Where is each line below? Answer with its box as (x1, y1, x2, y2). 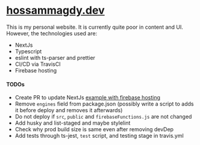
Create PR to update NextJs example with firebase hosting (14, 94, 161, 101)
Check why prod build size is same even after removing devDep (14, 126, 173, 133)
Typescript (14, 47, 42, 55)
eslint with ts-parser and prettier (14, 54, 95, 61)
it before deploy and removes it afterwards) (14, 107, 123, 114)
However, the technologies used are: (6, 29, 98, 37)
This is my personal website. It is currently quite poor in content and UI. (6, 23, 184, 31)
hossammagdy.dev (6, 4, 105, 17)
